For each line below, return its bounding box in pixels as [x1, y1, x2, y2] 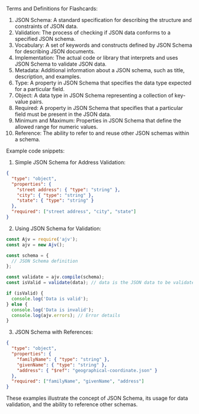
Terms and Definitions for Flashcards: [6, 5, 98, 12]
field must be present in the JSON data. [14, 111, 111, 118]
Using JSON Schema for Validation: [14, 225, 102, 232]
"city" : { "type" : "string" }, [17, 192, 94, 198]
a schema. [14, 136, 40, 143]
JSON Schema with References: [14, 328, 94, 336]
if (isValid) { [6, 290, 44, 296]
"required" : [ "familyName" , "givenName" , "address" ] [11, 379, 145, 384]
